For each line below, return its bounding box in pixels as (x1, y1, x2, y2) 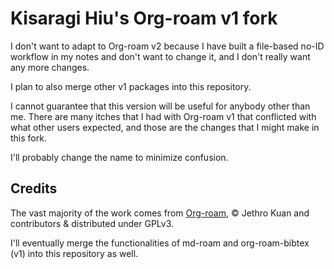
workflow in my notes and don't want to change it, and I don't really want (10, 50, 311, 62)
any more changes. (10, 61, 90, 73)
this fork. (10, 132, 47, 144)
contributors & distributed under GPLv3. (10, 217, 175, 229)
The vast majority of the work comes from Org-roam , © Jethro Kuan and (10, 207, 310, 219)
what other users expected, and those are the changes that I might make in (10, 121, 320, 133)
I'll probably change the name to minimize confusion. (10, 151, 229, 163)
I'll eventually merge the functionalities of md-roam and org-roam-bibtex (10, 237, 310, 249)
